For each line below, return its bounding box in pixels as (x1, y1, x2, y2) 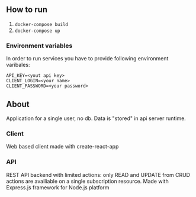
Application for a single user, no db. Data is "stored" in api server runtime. (6, 115, 187, 122)
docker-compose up (14, 28, 60, 34)
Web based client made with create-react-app (6, 143, 119, 150)
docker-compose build (14, 21, 68, 27)
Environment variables (6, 41, 73, 50)
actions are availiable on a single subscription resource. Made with (6, 177, 169, 185)
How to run (6, 5, 48, 15)
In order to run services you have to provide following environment (6, 55, 169, 62)
